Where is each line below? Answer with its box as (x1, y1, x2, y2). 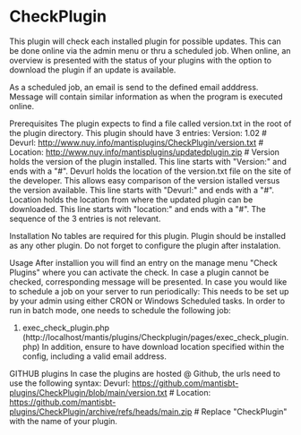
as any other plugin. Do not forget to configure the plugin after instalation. (9, 240, 281, 251)
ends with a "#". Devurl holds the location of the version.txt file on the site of (9, 166, 292, 176)
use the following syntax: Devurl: (9, 378, 131, 388)
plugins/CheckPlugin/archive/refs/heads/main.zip (9, 405, 193, 417)
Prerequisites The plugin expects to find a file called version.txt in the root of (9, 118, 292, 129)
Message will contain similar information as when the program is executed (9, 91, 284, 102)
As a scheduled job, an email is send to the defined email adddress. (9, 81, 259, 92)
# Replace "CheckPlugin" (193, 405, 288, 417)
